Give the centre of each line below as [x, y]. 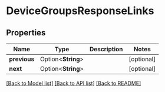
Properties [26, 33]
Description [106, 49]
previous [22, 59]
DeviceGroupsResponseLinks [80, 11]
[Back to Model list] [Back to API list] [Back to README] [74, 83]
